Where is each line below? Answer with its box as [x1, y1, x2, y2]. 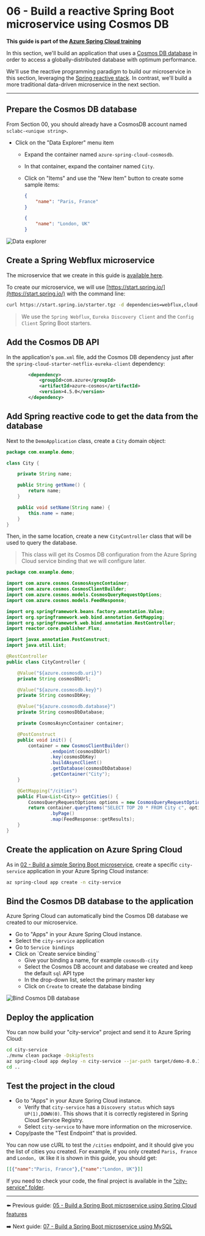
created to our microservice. [6, 919, 78, 926]
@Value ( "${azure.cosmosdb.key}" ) [17, 687, 103, 693]
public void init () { [17, 737, 72, 743]
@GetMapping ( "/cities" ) [17, 787, 78, 794]
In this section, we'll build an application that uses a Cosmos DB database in [6, 49, 198, 56]
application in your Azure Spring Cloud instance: [27, 867, 149, 874]
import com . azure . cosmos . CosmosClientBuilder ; [6, 586, 127, 592]
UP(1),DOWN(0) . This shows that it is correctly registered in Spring [24, 1110, 188, 1117]
